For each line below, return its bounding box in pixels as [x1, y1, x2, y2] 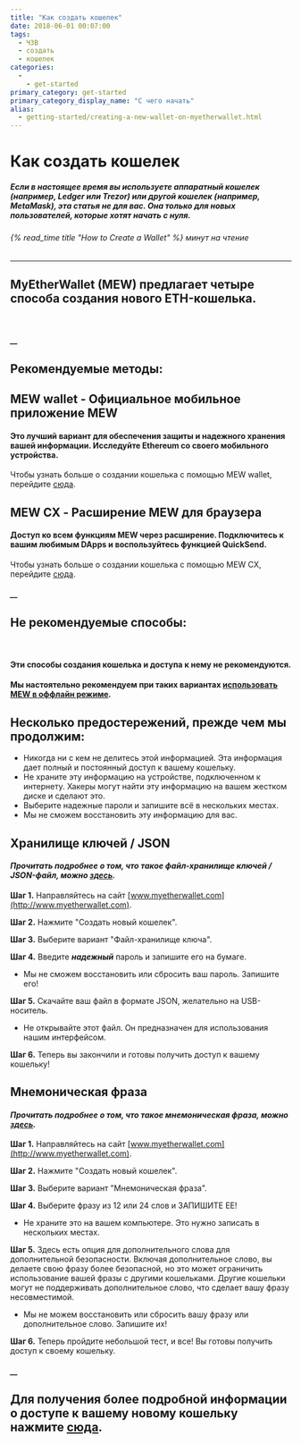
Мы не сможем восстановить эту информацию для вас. [22, 810, 238, 821]
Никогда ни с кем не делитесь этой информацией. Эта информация [22, 753, 282, 764]
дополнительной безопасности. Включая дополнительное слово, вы [10, 1253, 272, 1265]
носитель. [10, 1005, 48, 1016]
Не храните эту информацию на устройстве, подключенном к [22, 772, 262, 782]
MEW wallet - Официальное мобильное [10, 392, 241, 407]
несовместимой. [10, 1292, 75, 1303]
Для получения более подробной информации [10, 1392, 288, 1407]
